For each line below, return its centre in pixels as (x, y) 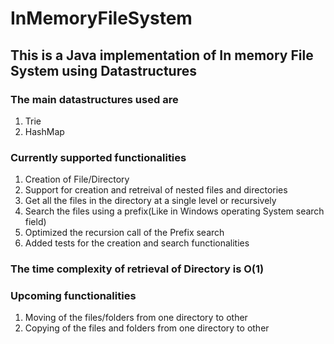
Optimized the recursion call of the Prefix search (124, 233)
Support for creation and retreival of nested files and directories (156, 190)
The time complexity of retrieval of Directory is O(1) (137, 269)
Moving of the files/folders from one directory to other (136, 318)
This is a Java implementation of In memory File (162, 55)
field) (35, 222)
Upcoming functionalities (73, 296)
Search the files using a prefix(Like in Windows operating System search (174, 211)
